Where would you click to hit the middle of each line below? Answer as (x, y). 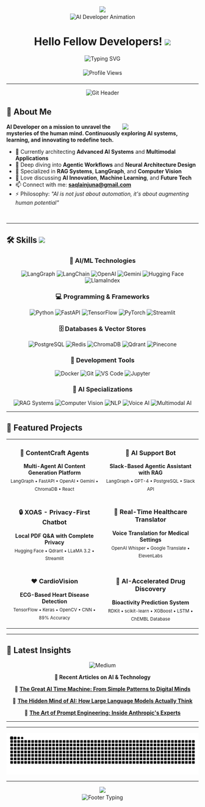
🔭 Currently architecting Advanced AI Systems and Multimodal (95, 151)
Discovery (151, 589)
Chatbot (54, 522)
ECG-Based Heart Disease (55, 594)
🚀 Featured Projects (45, 428)
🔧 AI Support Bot (150, 453)
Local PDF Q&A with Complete (54, 536)
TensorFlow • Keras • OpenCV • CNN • (54, 610)
